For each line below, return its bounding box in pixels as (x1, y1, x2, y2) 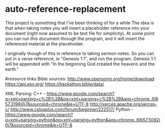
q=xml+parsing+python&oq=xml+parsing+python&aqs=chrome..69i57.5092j (5, 117, 161, 123)
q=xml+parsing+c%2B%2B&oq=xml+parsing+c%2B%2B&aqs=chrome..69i (5, 95, 159, 102)
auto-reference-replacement (5, 3, 126, 15)
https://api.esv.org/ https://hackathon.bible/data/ (5, 81, 104, 87)
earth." (5, 66, 19, 72)
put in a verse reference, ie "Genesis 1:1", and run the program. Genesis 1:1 (5, 55, 156, 61)
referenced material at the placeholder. (5, 41, 84, 46)
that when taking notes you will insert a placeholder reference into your (5, 25, 150, 31)
